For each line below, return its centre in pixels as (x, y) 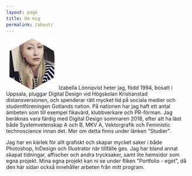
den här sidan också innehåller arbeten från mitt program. (75, 167)
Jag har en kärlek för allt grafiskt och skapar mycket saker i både (84, 142)
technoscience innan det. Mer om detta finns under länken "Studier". (88, 131)
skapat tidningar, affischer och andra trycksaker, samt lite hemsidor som (93, 155)
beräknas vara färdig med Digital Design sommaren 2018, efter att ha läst (94, 119)
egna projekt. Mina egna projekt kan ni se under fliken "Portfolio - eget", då (96, 161)
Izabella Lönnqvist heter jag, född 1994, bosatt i (115, 88)
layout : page (22, 12)
